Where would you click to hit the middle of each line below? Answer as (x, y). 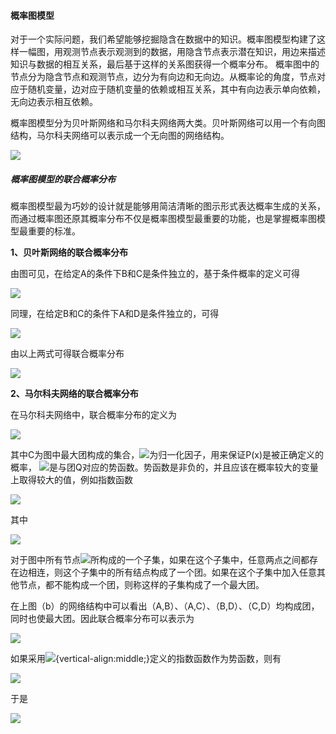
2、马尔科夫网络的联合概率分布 (74, 394)
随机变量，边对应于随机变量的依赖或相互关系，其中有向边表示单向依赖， (176, 89)
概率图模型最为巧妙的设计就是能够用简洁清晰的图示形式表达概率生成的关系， (168, 206)
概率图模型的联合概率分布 (63, 179)
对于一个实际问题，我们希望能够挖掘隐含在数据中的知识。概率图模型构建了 (163, 39)
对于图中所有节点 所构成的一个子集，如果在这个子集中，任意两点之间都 (160, 560)
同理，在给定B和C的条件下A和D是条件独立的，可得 (115, 314)
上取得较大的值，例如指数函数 (71, 480)
